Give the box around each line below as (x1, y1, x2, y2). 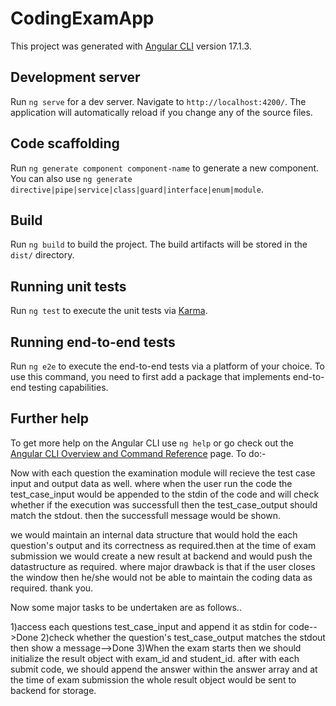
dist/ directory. (10, 249, 75, 261)
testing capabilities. (28, 382, 109, 393)
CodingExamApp (10, 7, 155, 30)
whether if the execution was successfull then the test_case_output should (10, 498, 318, 511)
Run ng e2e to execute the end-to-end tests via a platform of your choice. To (10, 360, 326, 372)
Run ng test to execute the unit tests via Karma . (10, 305, 208, 317)
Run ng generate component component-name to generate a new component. (10, 162, 320, 174)
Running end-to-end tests (10, 333, 176, 351)
